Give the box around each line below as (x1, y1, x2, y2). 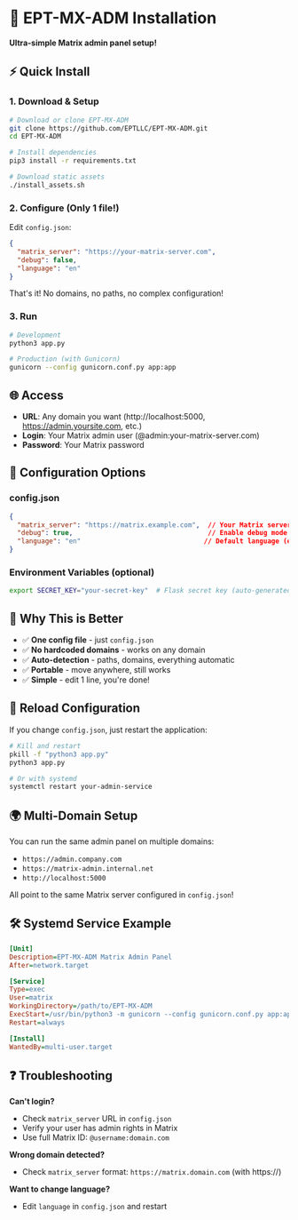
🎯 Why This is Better (9, 610, 124, 626)
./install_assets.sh (9, 180, 86, 189)
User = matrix (9, 993, 53, 1002)
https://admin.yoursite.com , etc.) (21, 421, 143, 432)
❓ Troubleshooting (9, 1068, 113, 1083)
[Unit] (9, 944, 34, 953)
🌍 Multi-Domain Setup (9, 808, 138, 823)
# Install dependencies (9, 148, 98, 157)
